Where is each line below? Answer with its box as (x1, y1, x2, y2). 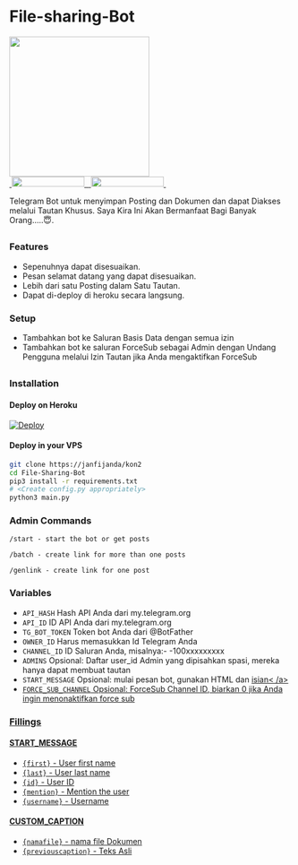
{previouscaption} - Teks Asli (21, 845, 132, 857)
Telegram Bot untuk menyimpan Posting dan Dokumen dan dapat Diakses (9, 195, 281, 206)
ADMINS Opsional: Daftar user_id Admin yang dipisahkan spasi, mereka (21, 654, 280, 665)
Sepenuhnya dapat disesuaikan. (21, 261, 140, 272)
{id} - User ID (21, 776, 74, 787)
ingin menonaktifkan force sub (21, 693, 136, 704)
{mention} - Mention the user (21, 786, 130, 797)
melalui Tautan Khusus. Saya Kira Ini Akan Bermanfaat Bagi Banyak (9, 204, 257, 216)
